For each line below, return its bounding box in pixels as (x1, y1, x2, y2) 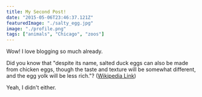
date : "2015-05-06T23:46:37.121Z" (6, 14, 94, 20)
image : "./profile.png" (6, 25, 67, 32)
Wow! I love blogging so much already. (6, 48, 103, 55)
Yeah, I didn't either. (6, 84, 56, 91)
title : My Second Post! (6, 8, 67, 15)
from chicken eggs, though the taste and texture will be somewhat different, (6, 66, 196, 73)
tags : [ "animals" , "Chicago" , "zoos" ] (6, 31, 104, 37)
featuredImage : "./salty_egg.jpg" (6, 20, 94, 26)
